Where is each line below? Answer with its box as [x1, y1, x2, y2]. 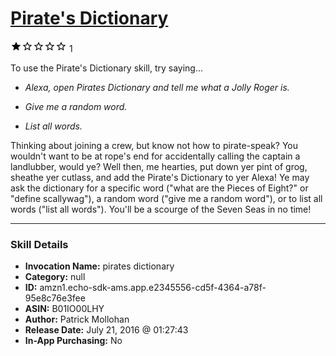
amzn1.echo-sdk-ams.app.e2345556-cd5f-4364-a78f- [39, 282, 267, 294]
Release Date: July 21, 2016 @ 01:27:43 [24, 324, 189, 336]
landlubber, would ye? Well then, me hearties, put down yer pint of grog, [10, 160, 308, 172]
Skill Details [10, 237, 69, 251]
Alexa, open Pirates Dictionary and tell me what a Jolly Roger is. [24, 81, 290, 93]
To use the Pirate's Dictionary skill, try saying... [10, 62, 204, 74]
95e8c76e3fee [24, 292, 86, 304]
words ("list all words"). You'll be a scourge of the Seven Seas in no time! [10, 203, 312, 215]
